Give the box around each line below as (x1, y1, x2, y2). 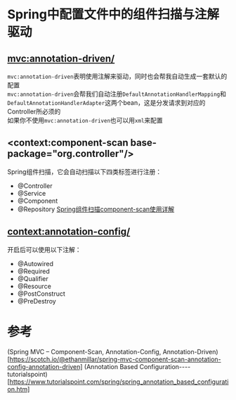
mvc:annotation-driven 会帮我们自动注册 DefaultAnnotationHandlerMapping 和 (7, 89, 227, 98)
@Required (17, 267, 51, 275)
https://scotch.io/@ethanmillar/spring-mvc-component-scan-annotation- (9, 355, 221, 363)
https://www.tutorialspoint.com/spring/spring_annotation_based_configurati (9, 377, 229, 386)
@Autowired (17, 259, 54, 268)
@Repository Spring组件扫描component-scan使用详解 (17, 205, 175, 213)
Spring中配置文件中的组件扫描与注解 (7, 6, 220, 23)
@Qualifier (17, 274, 48, 282)
